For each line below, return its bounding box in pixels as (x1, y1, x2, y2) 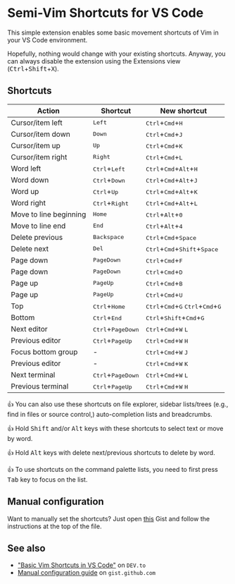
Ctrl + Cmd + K (146, 140, 183, 150)
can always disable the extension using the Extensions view (7, 56, 181, 65)
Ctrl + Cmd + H (146, 118, 183, 128)
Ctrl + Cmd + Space (146, 232, 197, 242)
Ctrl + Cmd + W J (146, 347, 189, 357)
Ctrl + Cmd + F (146, 255, 183, 265)
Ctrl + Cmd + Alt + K (146, 186, 198, 196)
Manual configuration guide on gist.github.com (17, 568, 156, 577)
